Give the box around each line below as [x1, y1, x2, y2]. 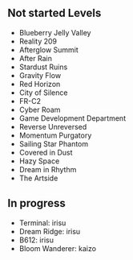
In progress [7, 196, 66, 210]
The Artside [18, 173, 58, 183]
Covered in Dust [18, 147, 73, 157]
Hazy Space [18, 156, 60, 166]
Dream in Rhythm [18, 164, 77, 174]
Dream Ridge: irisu [18, 226, 81, 236]
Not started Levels [7, 6, 102, 20]
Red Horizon [18, 79, 61, 89]
